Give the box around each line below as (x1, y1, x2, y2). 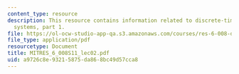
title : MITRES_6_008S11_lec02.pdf (7, 50, 110, 57)
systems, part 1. (14, 23, 65, 30)
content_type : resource (7, 10, 78, 18)
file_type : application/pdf (7, 37, 91, 44)
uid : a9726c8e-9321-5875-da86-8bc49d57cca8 (7, 56, 139, 63)
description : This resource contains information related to (7, 17, 193, 24)
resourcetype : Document (7, 43, 78, 50)
